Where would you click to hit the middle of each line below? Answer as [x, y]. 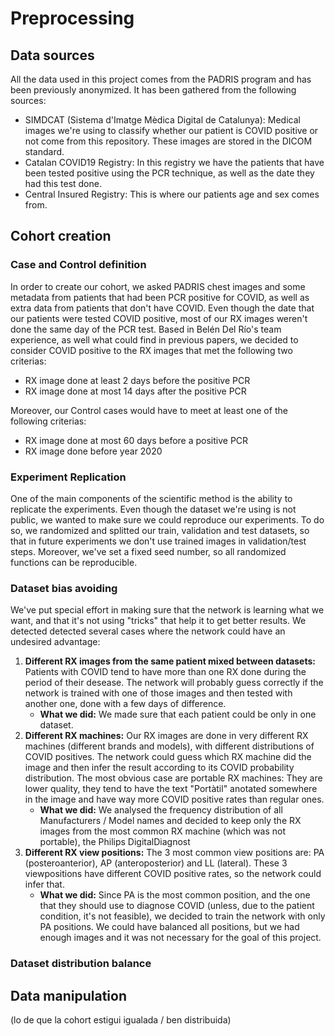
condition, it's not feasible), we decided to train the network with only [182, 916]
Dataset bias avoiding [64, 588]
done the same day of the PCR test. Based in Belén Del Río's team [146, 329]
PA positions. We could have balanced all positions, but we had [169, 927]
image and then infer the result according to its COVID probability [159, 768]
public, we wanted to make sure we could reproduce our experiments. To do [167, 519]
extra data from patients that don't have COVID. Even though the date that [162, 308]
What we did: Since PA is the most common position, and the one [175, 895]
